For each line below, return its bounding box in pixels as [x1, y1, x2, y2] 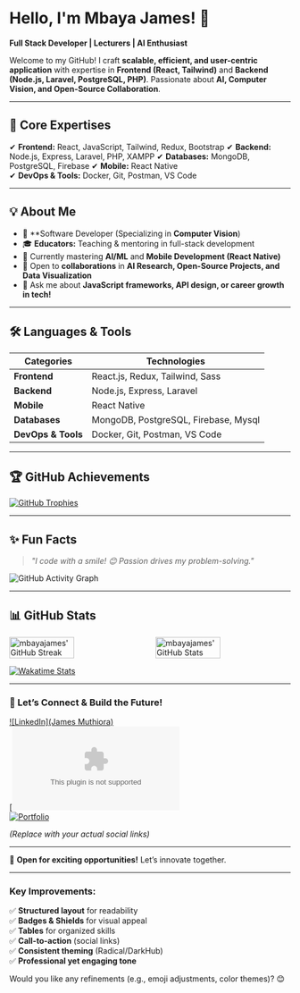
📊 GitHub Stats [9, 608, 96, 624]
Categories [23, 355, 73, 367]
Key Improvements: [9, 885, 96, 897]
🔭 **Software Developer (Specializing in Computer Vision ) [21, 228, 241, 239]
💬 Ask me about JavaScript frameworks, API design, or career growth [21, 279, 285, 290]
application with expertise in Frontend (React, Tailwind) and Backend [9, 64, 269, 75]
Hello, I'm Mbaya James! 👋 [9, 8, 210, 29]
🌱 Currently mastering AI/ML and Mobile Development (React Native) [21, 250, 281, 262]
